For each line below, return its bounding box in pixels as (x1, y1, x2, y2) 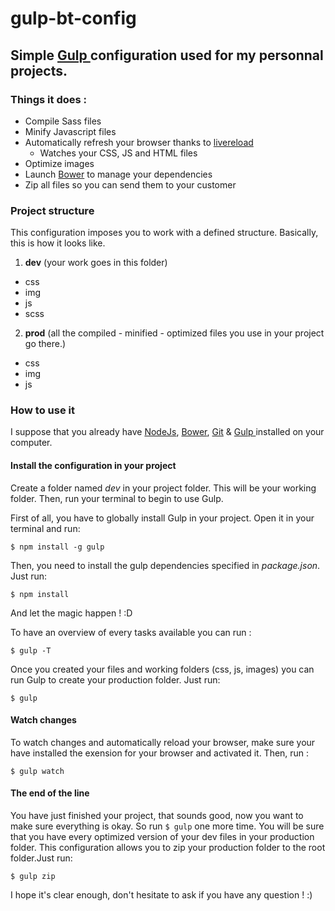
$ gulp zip (10, 872, 56, 882)
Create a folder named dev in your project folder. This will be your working (10, 482, 317, 494)
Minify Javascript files (24, 125, 117, 137)
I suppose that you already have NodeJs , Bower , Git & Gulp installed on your (10, 426, 325, 438)
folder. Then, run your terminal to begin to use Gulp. (10, 492, 224, 504)
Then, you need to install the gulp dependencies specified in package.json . (10, 559, 321, 571)
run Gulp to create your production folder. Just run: (10, 673, 221, 686)
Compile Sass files (24, 115, 102, 127)
